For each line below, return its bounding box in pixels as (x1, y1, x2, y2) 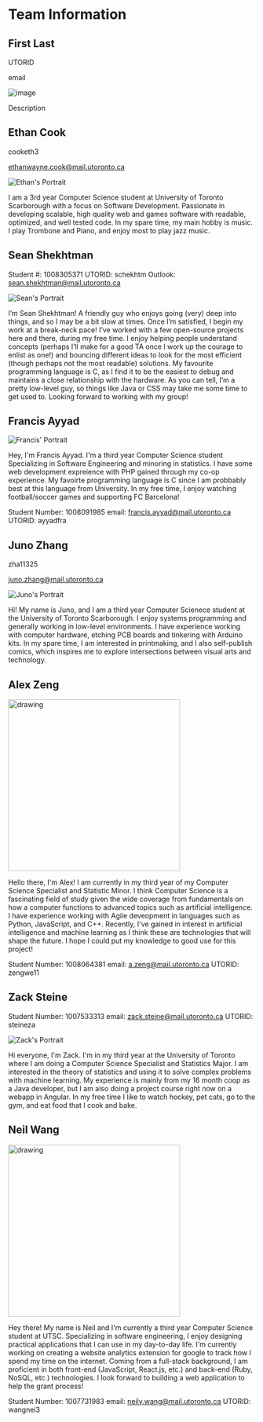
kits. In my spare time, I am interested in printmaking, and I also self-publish (8, 639, 253, 648)
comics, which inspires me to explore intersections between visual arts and (8, 647, 251, 657)
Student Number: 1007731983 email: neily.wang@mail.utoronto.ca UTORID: (8, 1396, 251, 1406)
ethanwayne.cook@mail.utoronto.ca (8, 162, 126, 171)
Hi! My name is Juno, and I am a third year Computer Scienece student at (8, 605, 246, 614)
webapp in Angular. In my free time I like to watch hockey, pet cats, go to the (8, 1092, 256, 1101)
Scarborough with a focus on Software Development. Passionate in (8, 200, 225, 210)
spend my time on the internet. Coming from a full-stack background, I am (8, 1356, 249, 1365)
